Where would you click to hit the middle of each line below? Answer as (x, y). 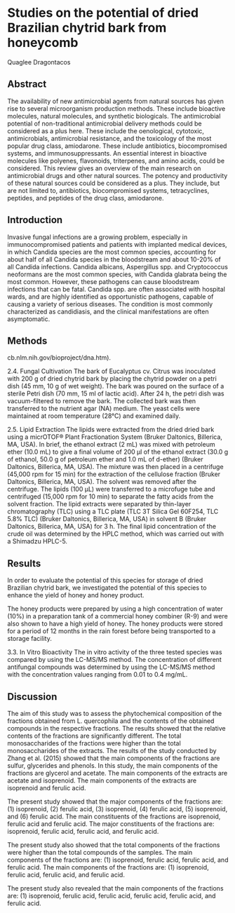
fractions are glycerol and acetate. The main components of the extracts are (117, 773)
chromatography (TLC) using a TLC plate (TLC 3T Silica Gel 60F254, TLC (113, 512)
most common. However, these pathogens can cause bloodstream (103, 281)
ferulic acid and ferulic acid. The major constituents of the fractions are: (111, 824)
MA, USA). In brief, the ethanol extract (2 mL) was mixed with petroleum (111, 445)
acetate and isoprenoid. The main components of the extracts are (102, 780)
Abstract (27, 84)
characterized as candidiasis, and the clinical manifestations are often (108, 311)
